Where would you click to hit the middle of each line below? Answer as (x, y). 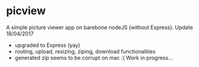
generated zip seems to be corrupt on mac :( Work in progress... (94, 58)
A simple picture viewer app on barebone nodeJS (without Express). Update (100, 27)
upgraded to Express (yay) (47, 45)
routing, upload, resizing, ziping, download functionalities (85, 51)
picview (26, 11)
